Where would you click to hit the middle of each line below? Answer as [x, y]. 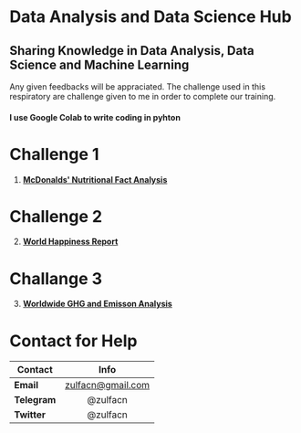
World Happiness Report [70, 242]
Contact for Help [73, 341]
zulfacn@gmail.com [108, 385]
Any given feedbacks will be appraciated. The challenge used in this [138, 87]
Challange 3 [56, 278]
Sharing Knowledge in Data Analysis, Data [132, 51]
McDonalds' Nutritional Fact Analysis [95, 179]
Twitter [30, 415]
